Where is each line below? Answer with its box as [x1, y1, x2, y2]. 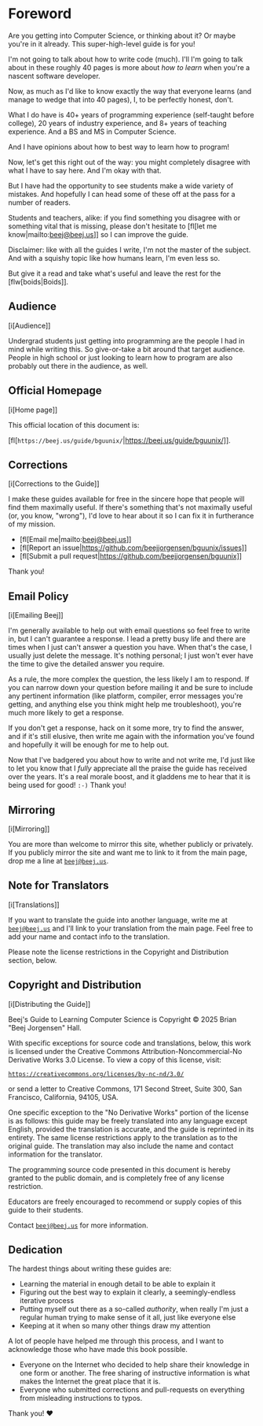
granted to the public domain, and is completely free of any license [8, 1173, 225, 1183]
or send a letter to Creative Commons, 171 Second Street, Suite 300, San [8, 1084, 242, 1094]
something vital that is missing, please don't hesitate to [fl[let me [8, 221, 217, 231]
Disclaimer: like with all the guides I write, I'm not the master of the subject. [8, 245, 251, 254]
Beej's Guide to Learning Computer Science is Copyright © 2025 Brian [8, 1014, 237, 1024]
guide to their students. [8, 1205, 84, 1214]
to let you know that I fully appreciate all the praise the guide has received [8, 763, 247, 773]
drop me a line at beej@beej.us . [8, 856, 109, 865]
